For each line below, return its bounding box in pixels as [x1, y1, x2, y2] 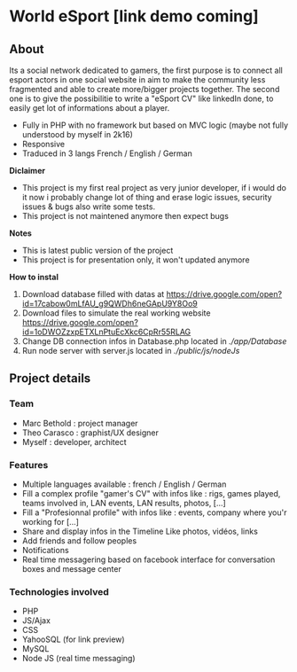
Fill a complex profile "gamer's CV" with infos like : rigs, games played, [21, 488, 281, 498]
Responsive [21, 139, 65, 149]
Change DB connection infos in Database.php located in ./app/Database [21, 336, 287, 347]
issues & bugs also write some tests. [21, 201, 156, 212]
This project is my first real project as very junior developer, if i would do [21, 183, 286, 192]
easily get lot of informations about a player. [9, 103, 170, 113]
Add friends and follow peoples [21, 535, 137, 546]
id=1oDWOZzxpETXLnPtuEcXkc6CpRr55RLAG [21, 326, 191, 337]
